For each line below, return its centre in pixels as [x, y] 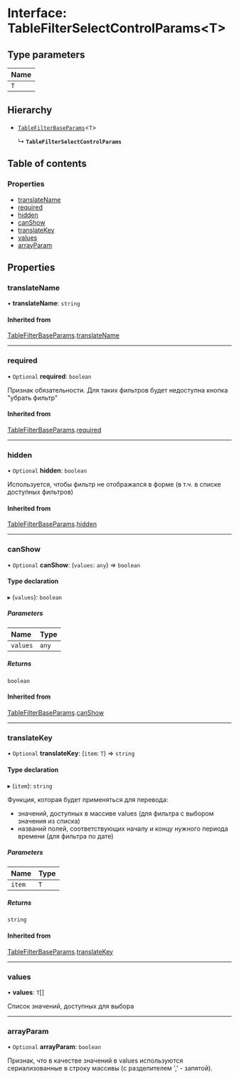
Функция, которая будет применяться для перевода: [88, 799]
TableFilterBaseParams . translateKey [60, 951]
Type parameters [46, 55]
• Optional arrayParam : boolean [54, 1047]
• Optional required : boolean [49, 376]
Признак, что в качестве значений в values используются [95, 1060]
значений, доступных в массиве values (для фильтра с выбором [116, 813]
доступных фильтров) [40, 492]
